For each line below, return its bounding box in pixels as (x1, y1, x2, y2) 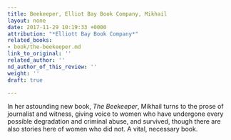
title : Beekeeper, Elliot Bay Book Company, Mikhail (7, 10, 168, 18)
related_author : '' (7, 57, 66, 64)
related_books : (7, 37, 53, 44)
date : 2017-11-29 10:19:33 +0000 (7, 23, 107, 31)
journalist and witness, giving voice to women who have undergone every (7, 109, 224, 118)
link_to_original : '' (7, 50, 72, 58)
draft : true (7, 76, 43, 84)
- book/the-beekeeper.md (7, 43, 81, 50)
